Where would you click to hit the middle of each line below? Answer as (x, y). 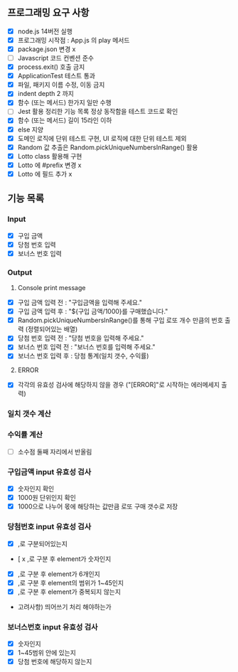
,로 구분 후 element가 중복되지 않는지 (69, 592)
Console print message (52, 288)
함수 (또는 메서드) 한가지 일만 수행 (65, 102)
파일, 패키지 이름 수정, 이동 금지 (61, 85)
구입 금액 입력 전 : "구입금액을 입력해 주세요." (80, 303)
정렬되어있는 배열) (53, 329)
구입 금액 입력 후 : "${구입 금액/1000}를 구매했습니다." (93, 311)
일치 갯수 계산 (29, 414)
